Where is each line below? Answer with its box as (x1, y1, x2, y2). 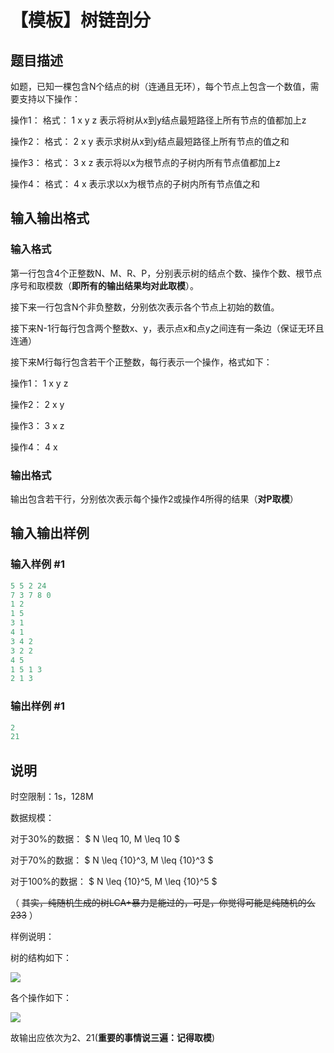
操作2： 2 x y (10, 398, 65, 410)
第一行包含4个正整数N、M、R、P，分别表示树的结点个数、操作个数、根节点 (10, 267, 323, 279)
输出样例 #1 (10, 699, 65, 713)
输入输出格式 (10, 210, 90, 227)
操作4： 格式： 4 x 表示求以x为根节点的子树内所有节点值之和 (10, 178, 261, 190)
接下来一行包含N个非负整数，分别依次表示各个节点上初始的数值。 (10, 301, 280, 313)
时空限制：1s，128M (10, 791, 94, 803)
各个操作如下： (10, 992, 72, 1004)
